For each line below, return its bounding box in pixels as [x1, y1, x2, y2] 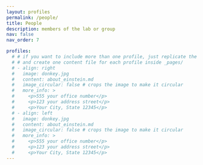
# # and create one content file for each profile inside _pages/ [12, 59, 184, 66]
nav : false [6, 32, 34, 38]
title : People [6, 20, 43, 26]
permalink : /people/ [6, 15, 59, 21]
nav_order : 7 [6, 37, 40, 43]
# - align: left [12, 110, 53, 116]
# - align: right [12, 65, 56, 71]
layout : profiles [6, 8, 50, 15]
